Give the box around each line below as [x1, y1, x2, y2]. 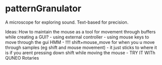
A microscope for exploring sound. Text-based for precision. [5, 19, 129, 25]
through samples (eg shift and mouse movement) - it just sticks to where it [5, 44, 157, 50]
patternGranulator [5, 3, 82, 14]
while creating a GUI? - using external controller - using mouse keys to [5, 34, 150, 40]
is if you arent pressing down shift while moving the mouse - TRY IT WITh [5, 50, 156, 56]
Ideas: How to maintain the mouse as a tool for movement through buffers [5, 29, 156, 34]
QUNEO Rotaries [5, 55, 39, 61]
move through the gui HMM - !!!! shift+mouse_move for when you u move [5, 39, 155, 45]
